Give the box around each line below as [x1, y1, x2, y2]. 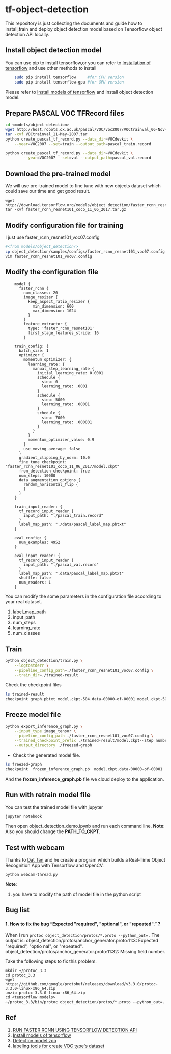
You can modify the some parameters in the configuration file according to [5, 593, 162, 599]
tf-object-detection [5, 4, 89, 15]
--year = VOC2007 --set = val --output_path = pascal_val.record [23, 155, 152, 160]
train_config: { [14, 344, 49, 349]
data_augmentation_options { [18, 477, 81, 482]
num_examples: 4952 [18, 540, 60, 545]
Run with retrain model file [5, 790, 91, 799]
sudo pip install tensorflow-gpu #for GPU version [14, 79, 124, 85]
